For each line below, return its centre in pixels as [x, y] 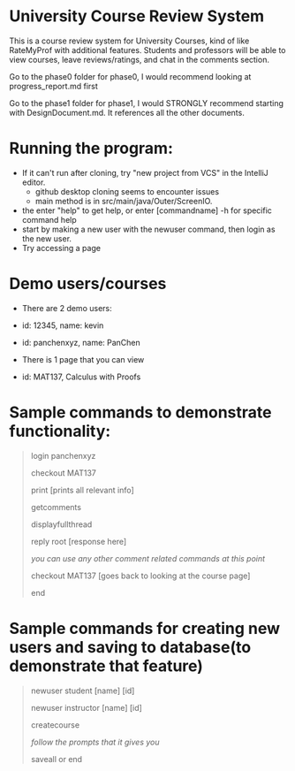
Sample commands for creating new [145, 628]
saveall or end [56, 759]
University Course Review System [137, 16]
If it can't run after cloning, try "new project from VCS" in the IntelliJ [145, 172]
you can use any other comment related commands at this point [148, 558]
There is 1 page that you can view [83, 359]
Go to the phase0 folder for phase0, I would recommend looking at [130, 76]
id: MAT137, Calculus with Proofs [81, 377]
